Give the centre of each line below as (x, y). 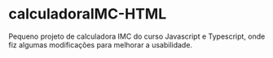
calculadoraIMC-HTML (88, 14)
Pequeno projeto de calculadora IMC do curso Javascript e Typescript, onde (137, 36)
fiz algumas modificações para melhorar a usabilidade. (101, 44)
